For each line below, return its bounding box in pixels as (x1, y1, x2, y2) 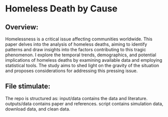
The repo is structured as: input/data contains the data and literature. (5, 95, 148, 101)
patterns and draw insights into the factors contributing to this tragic (5, 47, 146, 52)
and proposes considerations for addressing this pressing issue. (5, 68, 138, 74)
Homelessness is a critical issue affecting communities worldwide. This (5, 36, 153, 42)
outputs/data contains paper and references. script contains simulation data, (5, 101, 163, 107)
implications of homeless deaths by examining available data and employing (5, 57, 162, 63)
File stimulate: (5, 82, 51, 91)
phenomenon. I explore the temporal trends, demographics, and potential (5, 52, 156, 58)
